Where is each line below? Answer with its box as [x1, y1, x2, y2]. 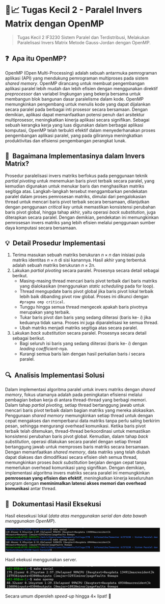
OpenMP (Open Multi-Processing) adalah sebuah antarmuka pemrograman [5, 70, 157, 76]
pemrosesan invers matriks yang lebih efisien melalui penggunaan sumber [5, 219, 156, 225]
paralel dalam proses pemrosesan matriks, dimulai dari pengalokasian [5, 193, 146, 199]
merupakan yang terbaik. [19, 309, 71, 315]
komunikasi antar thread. [5, 486, 56, 492]
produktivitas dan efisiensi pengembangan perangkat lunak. [5, 137, 127, 143]
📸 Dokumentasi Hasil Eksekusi [5, 499, 102, 508]
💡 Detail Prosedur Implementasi [5, 239, 106, 247]
